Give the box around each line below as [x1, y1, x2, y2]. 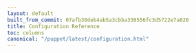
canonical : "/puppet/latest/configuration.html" [7, 36, 149, 43]
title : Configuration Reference [7, 23, 100, 30]
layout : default [7, 10, 54, 17]
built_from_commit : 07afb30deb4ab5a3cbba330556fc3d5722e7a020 [7, 17, 189, 23]
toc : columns [7, 29, 45, 36]
